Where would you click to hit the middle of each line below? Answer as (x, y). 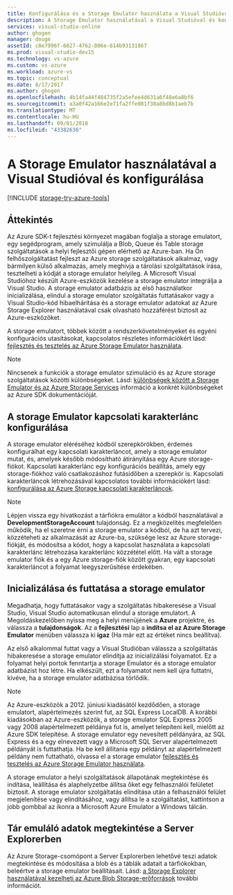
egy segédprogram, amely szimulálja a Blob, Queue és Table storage (105, 244)
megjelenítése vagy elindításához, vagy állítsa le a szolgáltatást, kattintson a (116, 799)
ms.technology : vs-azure (43, 59)
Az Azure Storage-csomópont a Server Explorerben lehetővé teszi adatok (112, 856)
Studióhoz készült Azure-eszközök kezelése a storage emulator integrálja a (115, 281)
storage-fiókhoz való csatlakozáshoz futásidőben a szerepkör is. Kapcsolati (115, 473)
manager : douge (29, 40)
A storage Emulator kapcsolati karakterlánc (103, 417)
